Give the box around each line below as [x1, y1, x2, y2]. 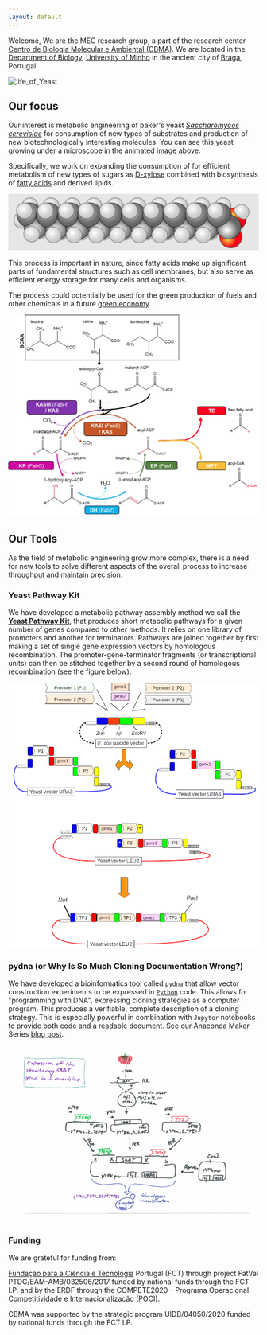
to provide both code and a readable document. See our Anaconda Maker [8, 1021, 250, 1030]
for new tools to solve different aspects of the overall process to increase [8, 562, 248, 571]
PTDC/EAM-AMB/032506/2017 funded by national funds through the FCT [8, 1277, 250, 1286]
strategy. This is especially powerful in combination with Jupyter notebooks [8, 1013, 256, 1022]
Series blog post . [8, 1029, 64, 1039]
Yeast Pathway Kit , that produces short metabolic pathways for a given [8, 617, 243, 626]
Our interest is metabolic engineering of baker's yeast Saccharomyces [8, 120, 240, 130]
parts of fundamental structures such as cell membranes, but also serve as [8, 267, 254, 276]
